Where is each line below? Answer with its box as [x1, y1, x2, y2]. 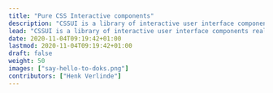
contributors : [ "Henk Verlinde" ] [8, 72, 122, 80]
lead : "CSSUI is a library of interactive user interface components [8, 27, 249, 35]
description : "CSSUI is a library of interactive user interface [8, 19, 234, 27]
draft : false [8, 49, 53, 57]
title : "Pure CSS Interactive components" [8, 11, 154, 20]
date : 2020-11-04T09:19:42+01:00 [8, 34, 122, 43]
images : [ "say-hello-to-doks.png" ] [8, 65, 129, 73]
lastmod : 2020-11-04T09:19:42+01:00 [8, 42, 132, 50]
